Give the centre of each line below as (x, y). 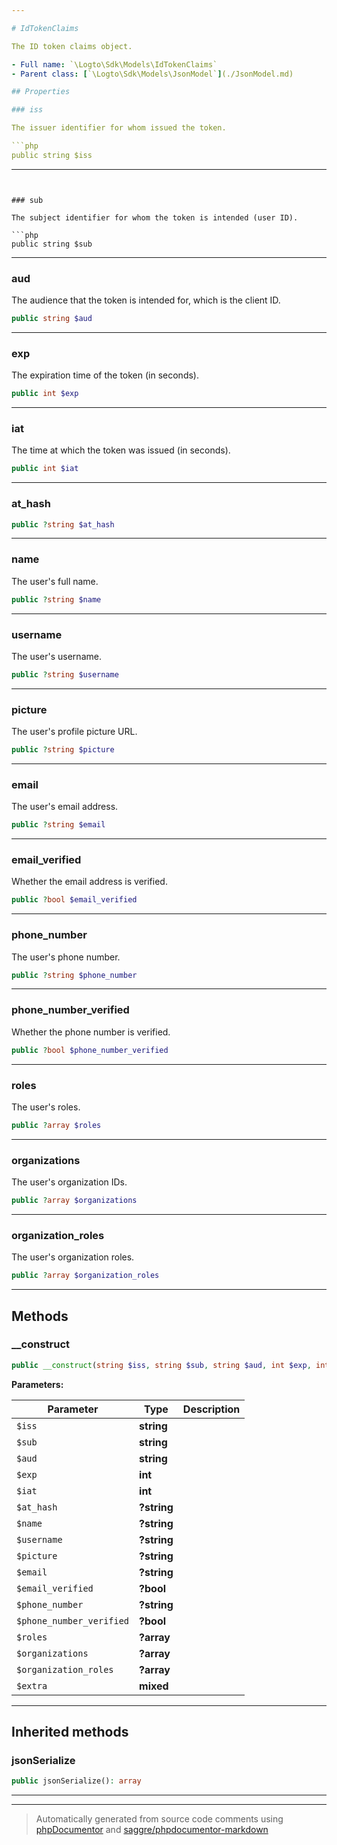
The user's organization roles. (73, 1257)
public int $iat (45, 469)
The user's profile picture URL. (74, 732)
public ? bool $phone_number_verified (90, 1050)
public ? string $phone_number (74, 975)
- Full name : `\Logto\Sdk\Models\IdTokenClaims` (114, 64)
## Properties (41, 92)
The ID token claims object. (72, 46)
